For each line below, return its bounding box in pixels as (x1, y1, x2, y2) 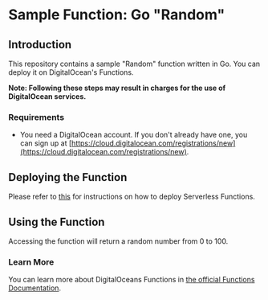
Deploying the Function (8, 171, 128, 184)
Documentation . (8, 283, 62, 293)
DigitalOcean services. (8, 92, 87, 101)
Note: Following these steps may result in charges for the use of (8, 83, 226, 92)
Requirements (8, 111, 65, 122)
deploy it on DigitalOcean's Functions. (8, 68, 134, 77)
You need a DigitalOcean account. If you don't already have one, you (19, 130, 248, 140)
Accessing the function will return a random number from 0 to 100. (8, 236, 229, 246)
